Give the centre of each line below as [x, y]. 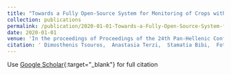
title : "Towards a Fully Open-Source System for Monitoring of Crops [109, 13]
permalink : [23, 26]
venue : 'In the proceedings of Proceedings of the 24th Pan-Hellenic [109, 39]
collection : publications [44, 20]
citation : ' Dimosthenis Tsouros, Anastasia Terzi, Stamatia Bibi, [109, 45]
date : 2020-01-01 [32, 32]
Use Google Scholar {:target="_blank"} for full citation [82, 64]
